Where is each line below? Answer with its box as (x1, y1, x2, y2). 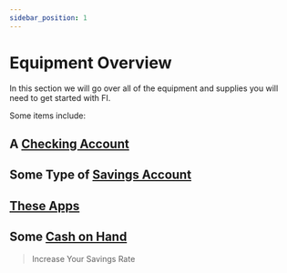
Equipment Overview (9, 52, 172, 73)
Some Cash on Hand (9, 229, 128, 245)
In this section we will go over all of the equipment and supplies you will (9, 83, 279, 94)
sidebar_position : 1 (9, 13, 88, 23)
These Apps (9, 197, 80, 214)
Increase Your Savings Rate (31, 253, 136, 264)
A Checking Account (9, 136, 129, 151)
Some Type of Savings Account (9, 167, 192, 183)
